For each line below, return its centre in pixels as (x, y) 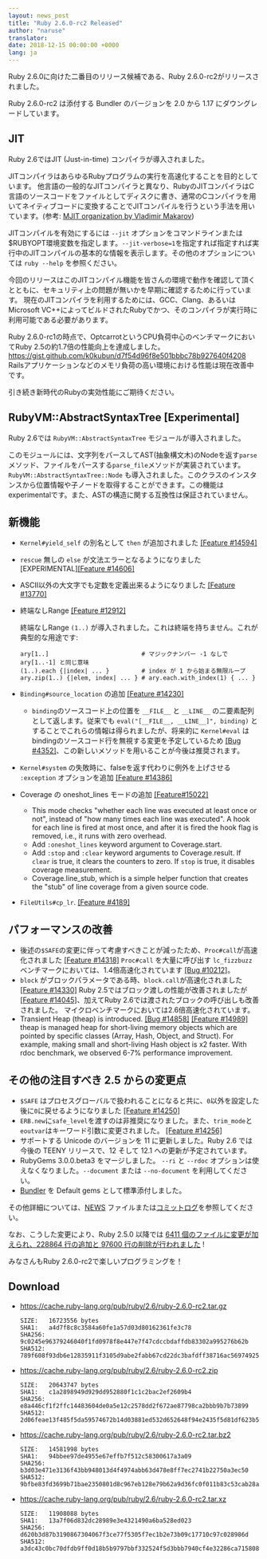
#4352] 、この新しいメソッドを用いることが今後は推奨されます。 (138, 751)
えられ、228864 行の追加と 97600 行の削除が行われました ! (106, 1245)
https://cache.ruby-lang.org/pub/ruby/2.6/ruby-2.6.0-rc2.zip (119, 1370)
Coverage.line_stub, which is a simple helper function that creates (140, 878)
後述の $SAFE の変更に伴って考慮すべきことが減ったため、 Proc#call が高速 (139, 950)
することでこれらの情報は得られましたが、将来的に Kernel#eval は (140, 731)
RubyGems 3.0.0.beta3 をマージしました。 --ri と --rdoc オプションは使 (139, 1161)
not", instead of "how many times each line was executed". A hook (141, 819)
